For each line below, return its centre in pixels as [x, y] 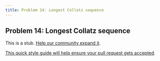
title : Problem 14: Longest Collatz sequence [54, 10]
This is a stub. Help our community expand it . [53, 43]
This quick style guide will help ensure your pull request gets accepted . [81, 53]
